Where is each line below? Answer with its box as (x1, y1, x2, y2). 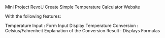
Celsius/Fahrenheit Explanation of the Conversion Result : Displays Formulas (5, 28, 160, 33)
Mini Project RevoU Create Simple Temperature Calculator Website (5, 4, 140, 10)
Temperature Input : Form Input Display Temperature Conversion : (5, 23, 139, 28)
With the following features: (5, 13, 62, 19)
